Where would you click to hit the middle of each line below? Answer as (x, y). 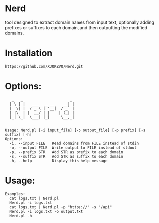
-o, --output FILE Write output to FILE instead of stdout (73, 148)
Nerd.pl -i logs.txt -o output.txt (46, 211)
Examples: (15, 194)
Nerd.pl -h (21, 216)
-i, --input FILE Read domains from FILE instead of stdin (74, 143)
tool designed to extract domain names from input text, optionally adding (79, 22)
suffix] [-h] (19, 134)
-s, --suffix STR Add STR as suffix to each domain (66, 156)
